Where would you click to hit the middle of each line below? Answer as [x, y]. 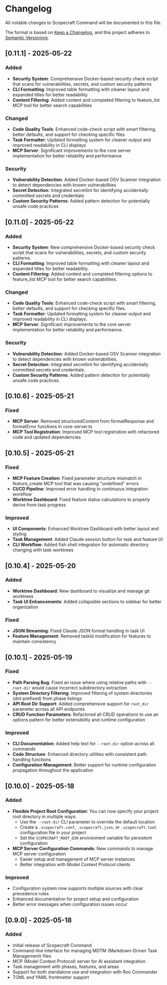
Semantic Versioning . [27, 38]
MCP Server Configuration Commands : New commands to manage [83, 848]
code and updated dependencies [46, 437]
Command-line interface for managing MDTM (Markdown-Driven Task [85, 950]
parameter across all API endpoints [48, 709]
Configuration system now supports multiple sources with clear [78, 888]
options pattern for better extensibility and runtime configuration [79, 719]
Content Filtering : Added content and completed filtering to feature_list [86, 100]
